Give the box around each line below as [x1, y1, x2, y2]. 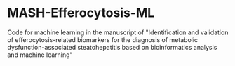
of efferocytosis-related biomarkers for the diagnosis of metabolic [7, 35, 199, 44]
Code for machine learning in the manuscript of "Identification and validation [7, 28, 229, 37]
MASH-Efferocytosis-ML [7, 5, 155, 21]
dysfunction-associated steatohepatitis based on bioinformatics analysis [7, 43, 217, 51]
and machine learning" [7, 51, 73, 59]
